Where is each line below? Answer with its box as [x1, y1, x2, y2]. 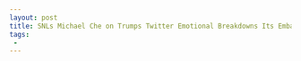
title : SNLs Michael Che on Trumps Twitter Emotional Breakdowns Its [9, 22, 275, 30]
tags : [9, 30, 30, 39]
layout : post [9, 13, 58, 22]
